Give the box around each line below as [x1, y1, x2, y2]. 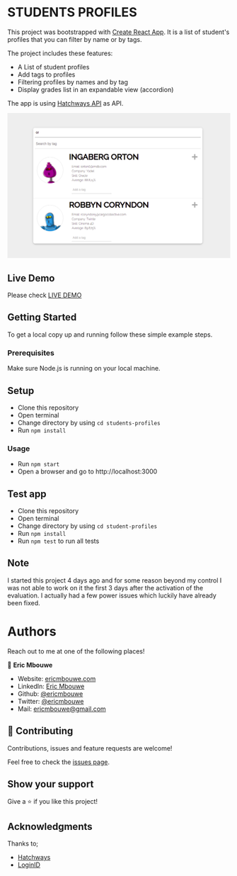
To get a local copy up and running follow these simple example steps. [7, 330, 213, 339]
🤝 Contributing [7, 725, 74, 737]
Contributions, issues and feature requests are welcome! [7, 743, 173, 752]
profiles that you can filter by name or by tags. [7, 35, 142, 43]
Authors [7, 624, 57, 640]
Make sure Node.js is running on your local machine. [7, 364, 161, 373]
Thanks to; [7, 839, 39, 848]
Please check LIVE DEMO [7, 291, 82, 300]
